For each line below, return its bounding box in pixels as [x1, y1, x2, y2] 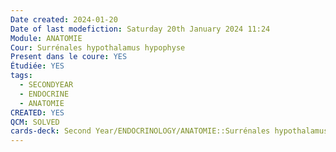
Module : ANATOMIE [10, 33, 83, 43]
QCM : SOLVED [10, 117, 60, 127]
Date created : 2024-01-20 [10, 14, 118, 25]
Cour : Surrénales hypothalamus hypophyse [10, 42, 186, 53]
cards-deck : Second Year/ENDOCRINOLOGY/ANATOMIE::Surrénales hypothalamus [10, 126, 329, 136]
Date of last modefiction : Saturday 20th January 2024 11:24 [10, 24, 271, 34]
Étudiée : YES [10, 61, 65, 71]
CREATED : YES [10, 107, 65, 118]
